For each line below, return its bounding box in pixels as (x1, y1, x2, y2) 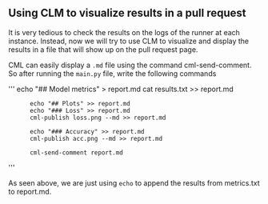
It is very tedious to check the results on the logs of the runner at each (8, 27, 240, 37)
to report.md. (8, 186, 52, 196)
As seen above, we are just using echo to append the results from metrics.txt (8, 178, 260, 187)
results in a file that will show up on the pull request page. (8, 44, 198, 54)
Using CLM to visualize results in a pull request (8, 6, 246, 20)
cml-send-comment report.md (29, 148, 124, 157)
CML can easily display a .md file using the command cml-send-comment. (8, 60, 252, 70)
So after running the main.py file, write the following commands (8, 68, 217, 78)
